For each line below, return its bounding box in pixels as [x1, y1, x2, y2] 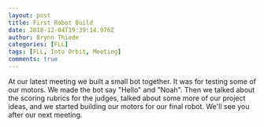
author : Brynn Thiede [8, 33, 80, 42]
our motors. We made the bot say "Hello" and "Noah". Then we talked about [8, 85, 255, 94]
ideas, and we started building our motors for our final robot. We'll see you [8, 101, 250, 111]
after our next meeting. [8, 110, 83, 119]
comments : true [8, 56, 58, 63]
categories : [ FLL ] [8, 41, 69, 49]
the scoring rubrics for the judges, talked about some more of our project [8, 93, 246, 103]
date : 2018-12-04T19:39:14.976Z [8, 26, 114, 34]
